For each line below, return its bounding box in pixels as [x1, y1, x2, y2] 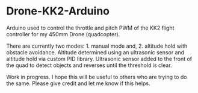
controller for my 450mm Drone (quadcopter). [6, 30, 120, 37]
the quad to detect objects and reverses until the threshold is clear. [6, 62, 173, 69]
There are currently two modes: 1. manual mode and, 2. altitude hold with [6, 42, 188, 50]
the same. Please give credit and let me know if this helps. [6, 80, 150, 87]
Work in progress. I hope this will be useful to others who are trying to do [6, 73, 187, 80]
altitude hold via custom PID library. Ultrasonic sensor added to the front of [6, 55, 193, 62]
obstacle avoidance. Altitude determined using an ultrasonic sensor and [6, 48, 185, 56]
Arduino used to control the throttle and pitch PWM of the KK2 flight [6, 24, 175, 31]
